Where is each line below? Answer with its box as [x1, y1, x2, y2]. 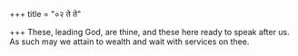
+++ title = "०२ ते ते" [9, 9, 82, 19]
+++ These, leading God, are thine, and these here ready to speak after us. [9, 27, 291, 37]
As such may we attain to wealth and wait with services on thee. [9, 36, 250, 47]
